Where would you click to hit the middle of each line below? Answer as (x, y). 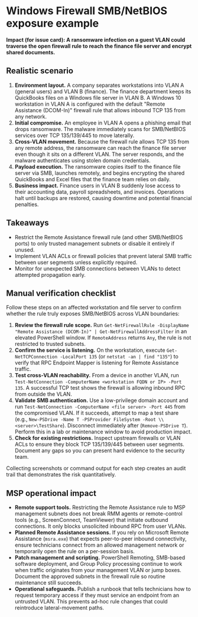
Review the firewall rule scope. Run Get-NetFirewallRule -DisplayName (102, 325)
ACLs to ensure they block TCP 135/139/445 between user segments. (99, 445)
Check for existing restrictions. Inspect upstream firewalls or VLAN (98, 438)
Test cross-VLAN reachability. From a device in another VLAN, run (97, 376)
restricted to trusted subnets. (50, 344)
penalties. (27, 204)
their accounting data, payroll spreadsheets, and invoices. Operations (99, 192)
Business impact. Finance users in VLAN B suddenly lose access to (98, 185)
